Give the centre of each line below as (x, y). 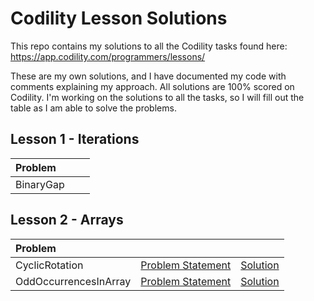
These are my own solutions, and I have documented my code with (148, 76)
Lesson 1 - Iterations (75, 139)
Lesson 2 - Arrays (67, 220)
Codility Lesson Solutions (119, 18)
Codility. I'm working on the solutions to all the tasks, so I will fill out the (157, 97)
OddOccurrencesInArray (73, 281)
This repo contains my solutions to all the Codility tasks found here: (149, 46)
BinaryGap (40, 184)
